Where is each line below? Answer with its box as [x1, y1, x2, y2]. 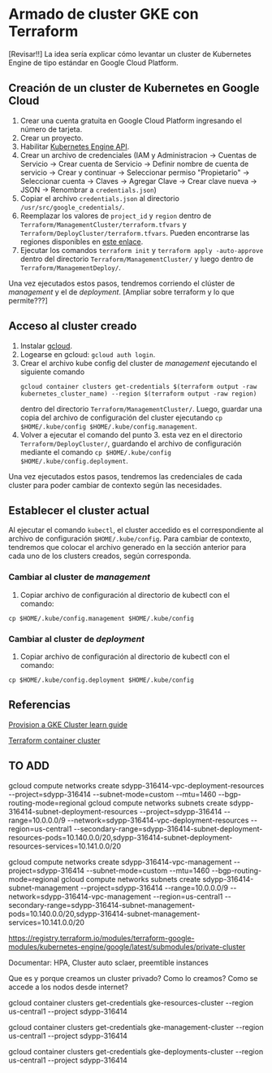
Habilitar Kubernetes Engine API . [19, 142, 130, 151]
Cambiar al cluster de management [8, 571, 151, 582]
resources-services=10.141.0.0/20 [8, 841, 122, 851]
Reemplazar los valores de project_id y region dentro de [19, 211, 212, 220]
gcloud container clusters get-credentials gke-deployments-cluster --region [8, 1046, 264, 1056]
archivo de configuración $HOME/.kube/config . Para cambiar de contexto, [8, 534, 252, 543]
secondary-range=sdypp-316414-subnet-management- [8, 900, 196, 909]
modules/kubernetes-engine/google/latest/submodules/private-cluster [8, 941, 246, 952]
